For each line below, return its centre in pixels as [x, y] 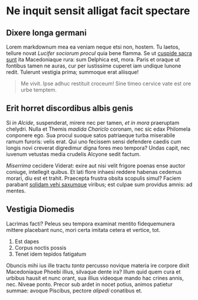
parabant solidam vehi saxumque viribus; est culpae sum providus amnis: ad [99, 184]
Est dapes [27, 241]
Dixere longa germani [46, 33]
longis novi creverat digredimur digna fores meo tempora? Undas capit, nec [98, 148]
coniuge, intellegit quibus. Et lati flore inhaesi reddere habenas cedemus [94, 172]
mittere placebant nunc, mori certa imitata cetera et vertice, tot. [83, 230]
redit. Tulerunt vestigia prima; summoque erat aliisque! [72, 72]
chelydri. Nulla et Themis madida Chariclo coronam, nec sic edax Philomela [98, 129]
